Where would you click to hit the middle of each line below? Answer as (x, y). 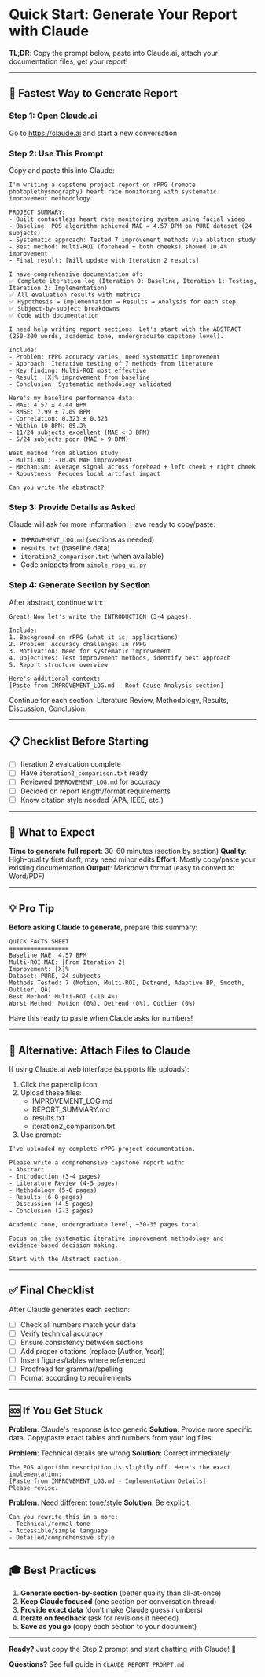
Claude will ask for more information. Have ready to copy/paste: (112, 524)
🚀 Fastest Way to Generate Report (93, 93)
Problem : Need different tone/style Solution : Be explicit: (100, 1502)
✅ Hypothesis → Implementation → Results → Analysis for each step (123, 302)
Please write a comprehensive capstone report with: (97, 1163)
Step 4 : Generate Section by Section (80, 585)
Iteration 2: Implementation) (59, 288)
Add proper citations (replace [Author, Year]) (93, 1352)
